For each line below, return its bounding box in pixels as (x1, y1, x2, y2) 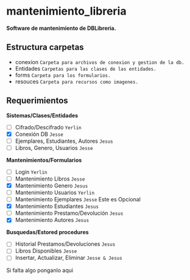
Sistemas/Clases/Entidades (6, 112, 79, 119)
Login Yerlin (15, 168, 47, 175)
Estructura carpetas (6, 42, 84, 52)
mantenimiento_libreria (6, 4, 127, 18)
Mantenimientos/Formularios (6, 156, 82, 163)
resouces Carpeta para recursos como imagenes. (15, 77, 139, 85)
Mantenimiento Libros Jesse (15, 175, 85, 182)
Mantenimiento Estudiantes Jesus (15, 203, 99, 210)
